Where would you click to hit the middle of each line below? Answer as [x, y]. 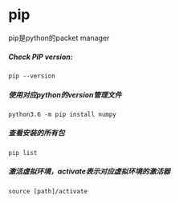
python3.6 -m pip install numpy [62, 114]
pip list [23, 153]
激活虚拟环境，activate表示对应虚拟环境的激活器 [89, 171]
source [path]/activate [48, 191]
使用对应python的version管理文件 [65, 94]
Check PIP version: [41, 57]
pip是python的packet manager [59, 38]
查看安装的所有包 [37, 133]
